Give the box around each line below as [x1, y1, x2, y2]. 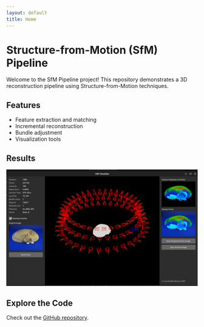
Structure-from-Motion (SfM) [6, 43, 158, 57]
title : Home [6, 16, 36, 22]
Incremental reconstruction [15, 123, 83, 130]
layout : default [6, 10, 47, 16]
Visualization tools [15, 135, 61, 143]
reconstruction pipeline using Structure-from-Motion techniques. [6, 83, 169, 90]
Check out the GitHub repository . [6, 314, 89, 321]
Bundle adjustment [15, 129, 63, 137]
